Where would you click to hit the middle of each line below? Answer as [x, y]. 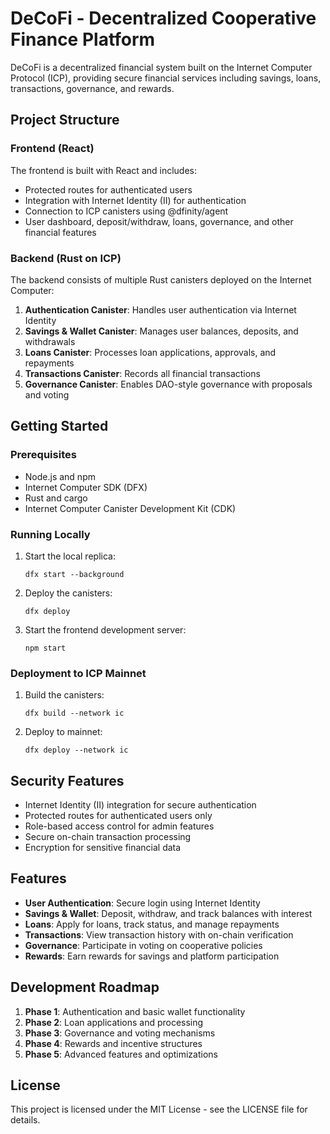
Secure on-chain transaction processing [108, 837]
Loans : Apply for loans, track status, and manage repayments [152, 924]
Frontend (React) [52, 149]
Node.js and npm [60, 476]
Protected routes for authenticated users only [118, 816]
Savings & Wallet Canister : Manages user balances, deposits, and [161, 331]
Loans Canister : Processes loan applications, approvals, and [150, 352]
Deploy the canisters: [68, 593]
